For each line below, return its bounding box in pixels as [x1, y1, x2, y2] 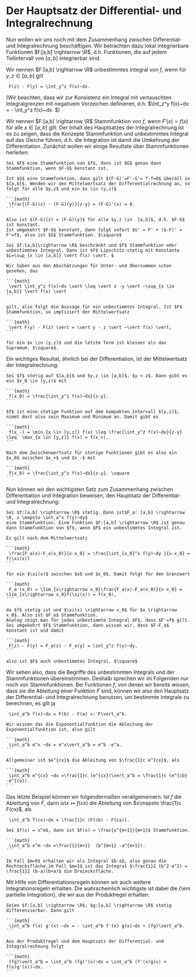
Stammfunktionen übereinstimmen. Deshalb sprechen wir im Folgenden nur [6, 674, 189, 681]
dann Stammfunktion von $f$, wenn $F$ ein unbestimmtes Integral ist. [6, 525, 183, 531]
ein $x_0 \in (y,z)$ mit [6, 378, 67, 384]
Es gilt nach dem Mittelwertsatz [6, 535, 88, 541]
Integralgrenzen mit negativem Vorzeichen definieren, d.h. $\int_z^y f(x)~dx [6, 100, 189, 107]
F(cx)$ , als [6, 805, 32, 813]
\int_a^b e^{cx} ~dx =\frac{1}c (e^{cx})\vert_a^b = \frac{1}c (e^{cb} [8, 772, 188, 778]
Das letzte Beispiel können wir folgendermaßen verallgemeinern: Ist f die [6, 793, 182, 800]
